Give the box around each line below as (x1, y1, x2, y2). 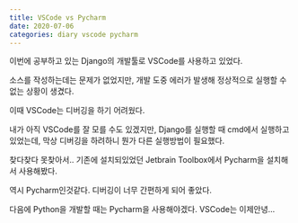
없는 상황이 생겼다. (9, 86, 74, 97)
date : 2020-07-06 (9, 22, 74, 31)
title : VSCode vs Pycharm (9, 13, 106, 22)
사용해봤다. (18, 165, 58, 176)
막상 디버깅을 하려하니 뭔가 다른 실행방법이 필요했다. (42, 136, 225, 147)
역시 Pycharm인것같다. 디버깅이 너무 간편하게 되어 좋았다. (9, 185, 213, 196)
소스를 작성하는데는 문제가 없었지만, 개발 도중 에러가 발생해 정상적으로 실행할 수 (9, 75, 287, 85)
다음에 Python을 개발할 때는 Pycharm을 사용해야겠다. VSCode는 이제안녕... (9, 204, 276, 215)
